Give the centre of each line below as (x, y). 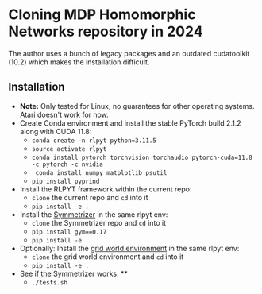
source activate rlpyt (69, 149)
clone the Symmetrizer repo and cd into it (99, 222)
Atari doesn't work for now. (64, 114)
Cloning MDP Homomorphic (102, 15)
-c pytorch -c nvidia (67, 164)
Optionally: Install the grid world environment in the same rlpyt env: (129, 248)
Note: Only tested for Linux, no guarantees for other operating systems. (137, 106)
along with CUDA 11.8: (56, 131)
